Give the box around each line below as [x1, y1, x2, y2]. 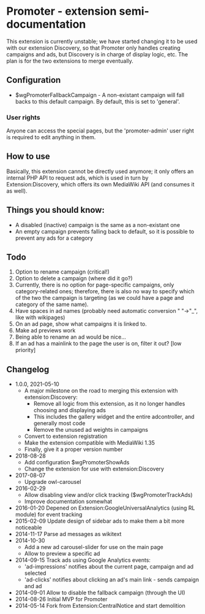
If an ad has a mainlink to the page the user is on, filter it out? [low [15, 340, 182, 347]
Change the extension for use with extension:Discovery [24, 465, 164, 473]
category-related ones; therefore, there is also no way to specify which [15, 288, 195, 295]
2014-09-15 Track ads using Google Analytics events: [15, 556, 151, 564]
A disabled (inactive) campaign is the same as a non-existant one [15, 221, 181, 228]
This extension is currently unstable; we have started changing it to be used [6, 37, 198, 45]
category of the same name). [15, 301, 89, 308]
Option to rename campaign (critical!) [15, 268, 110, 275]
